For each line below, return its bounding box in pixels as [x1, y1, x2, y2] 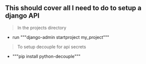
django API [5, 12, 40, 20]
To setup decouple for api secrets [17, 44, 87, 50]
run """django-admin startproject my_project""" [12, 34, 110, 40]
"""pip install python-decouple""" [12, 53, 81, 59]
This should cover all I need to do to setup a [5, 4, 142, 12]
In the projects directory [17, 25, 67, 31]
